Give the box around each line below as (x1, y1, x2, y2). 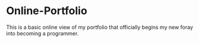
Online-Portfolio (6, 4, 87, 18)
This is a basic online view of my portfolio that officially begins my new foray (6, 24, 194, 31)
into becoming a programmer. (6, 29, 79, 37)
